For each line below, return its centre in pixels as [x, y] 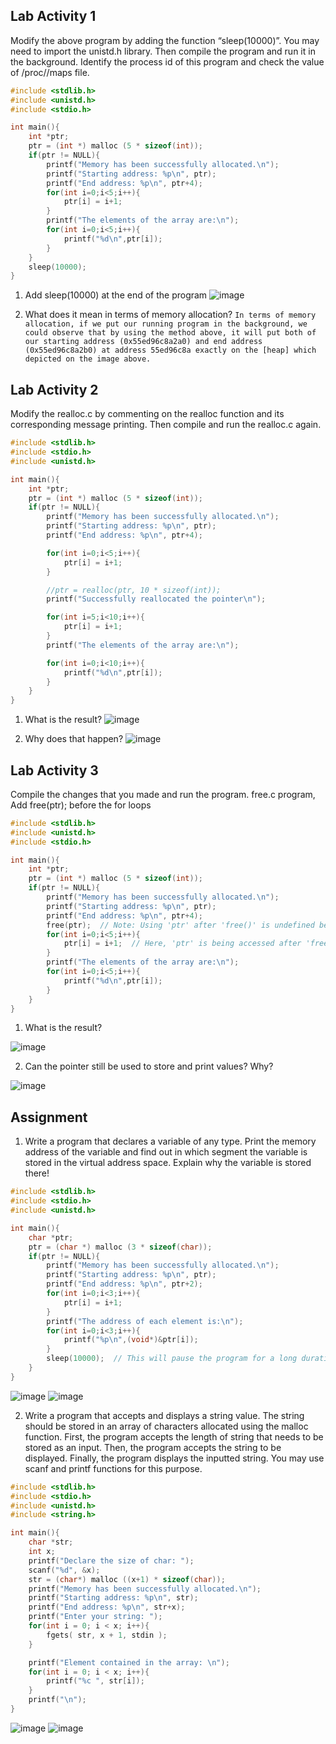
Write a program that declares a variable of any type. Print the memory [170, 1141]
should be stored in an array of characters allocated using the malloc [166, 1426]
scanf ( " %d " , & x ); [64, 1570]
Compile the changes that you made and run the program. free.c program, [163, 794]
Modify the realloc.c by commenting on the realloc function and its [147, 414]
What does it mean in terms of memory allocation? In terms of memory [170, 315]
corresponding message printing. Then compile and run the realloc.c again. [166, 425]
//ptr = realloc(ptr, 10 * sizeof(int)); [134, 590]
